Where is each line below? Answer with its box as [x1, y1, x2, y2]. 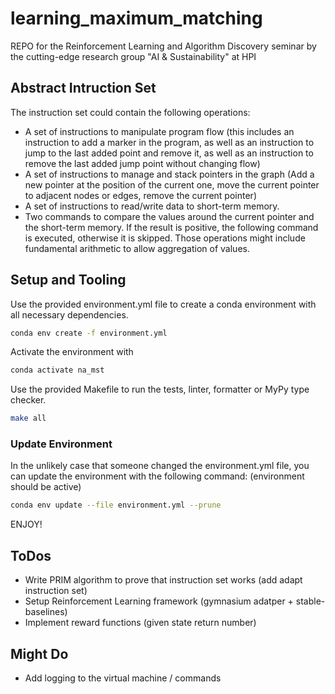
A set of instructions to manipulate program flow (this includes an [24, 125, 295, 137]
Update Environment [10, 437, 113, 451]
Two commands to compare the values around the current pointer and [24, 210, 315, 222]
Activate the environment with [10, 346, 134, 358]
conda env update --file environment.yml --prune [10, 500, 222, 511]
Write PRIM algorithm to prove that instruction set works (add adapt [24, 574, 303, 586]
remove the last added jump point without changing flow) [24, 157, 261, 169]
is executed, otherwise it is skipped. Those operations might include [24, 232, 306, 244]
